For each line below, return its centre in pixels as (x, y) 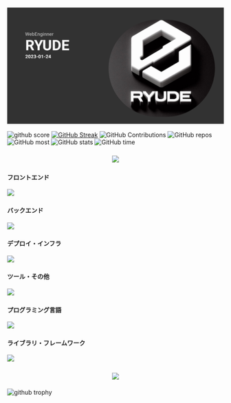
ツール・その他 (28, 277)
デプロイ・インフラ (34, 244)
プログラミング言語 (34, 310)
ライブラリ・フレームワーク (46, 343)
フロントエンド (28, 177)
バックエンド (25, 210)
